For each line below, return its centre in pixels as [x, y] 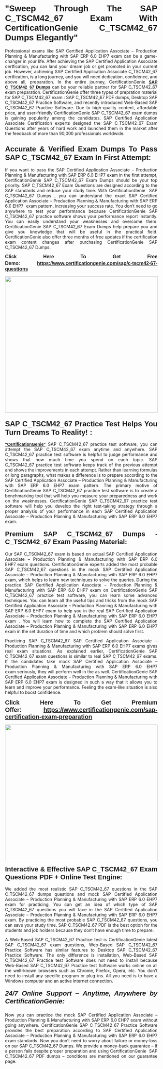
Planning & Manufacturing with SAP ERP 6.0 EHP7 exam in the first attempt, [81, 175]
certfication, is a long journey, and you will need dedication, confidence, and [81, 77]
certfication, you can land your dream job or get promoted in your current [81, 66]
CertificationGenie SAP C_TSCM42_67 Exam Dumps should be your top [81, 180]
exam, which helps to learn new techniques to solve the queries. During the [81, 580]
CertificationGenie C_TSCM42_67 [81, 28]
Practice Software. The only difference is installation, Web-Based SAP [81, 955]
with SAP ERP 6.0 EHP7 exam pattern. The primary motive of [81, 485]
